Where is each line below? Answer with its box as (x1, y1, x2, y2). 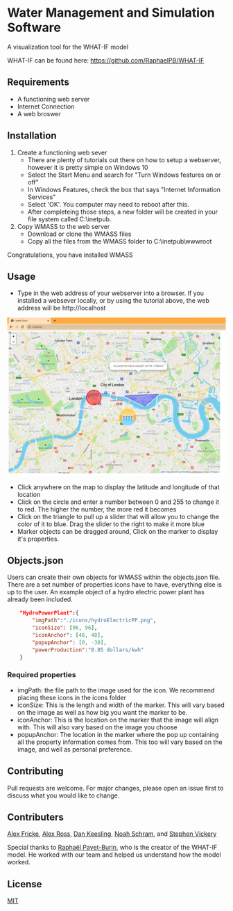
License (7, 878, 42, 890)
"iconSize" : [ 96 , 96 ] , (32, 624, 98, 631)
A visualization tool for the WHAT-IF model (7, 42, 129, 51)
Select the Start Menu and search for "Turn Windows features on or (27, 171, 221, 179)
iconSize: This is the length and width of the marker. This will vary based (17, 701, 225, 709)
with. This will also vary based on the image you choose (17, 722, 178, 731)
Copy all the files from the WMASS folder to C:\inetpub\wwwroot (27, 237, 212, 245)
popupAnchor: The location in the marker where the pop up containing (17, 730, 219, 738)
